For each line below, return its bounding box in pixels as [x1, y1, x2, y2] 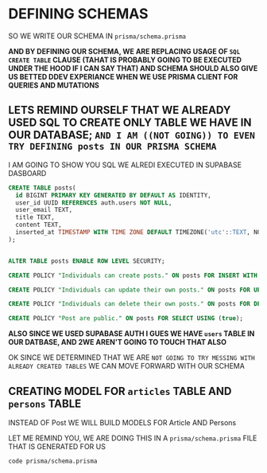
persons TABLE [8, 397, 82, 410]
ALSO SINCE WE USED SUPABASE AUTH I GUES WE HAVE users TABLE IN [8, 329, 255, 338]
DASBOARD [8, 168, 47, 178]
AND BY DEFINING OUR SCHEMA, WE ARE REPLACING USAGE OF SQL [8, 46, 241, 56]
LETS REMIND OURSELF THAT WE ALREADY [8, 104, 231, 117]
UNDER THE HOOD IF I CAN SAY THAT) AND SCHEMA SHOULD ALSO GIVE [8, 63, 258, 72]
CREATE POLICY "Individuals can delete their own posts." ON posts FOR [8, 300, 250, 308]
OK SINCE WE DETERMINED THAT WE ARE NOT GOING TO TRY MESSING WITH [8, 353, 256, 362]
